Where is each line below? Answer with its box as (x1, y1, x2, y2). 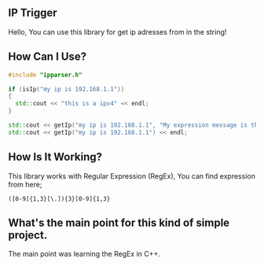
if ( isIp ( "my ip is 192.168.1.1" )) (8, 85, 125, 93)
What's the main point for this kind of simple (8, 216, 230, 229)
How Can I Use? (8, 50, 87, 64)
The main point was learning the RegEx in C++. (8, 249, 161, 259)
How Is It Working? (8, 150, 103, 164)
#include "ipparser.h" (8, 71, 82, 79)
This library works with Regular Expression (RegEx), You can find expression (8, 171, 255, 180)
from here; (8, 179, 42, 189)
